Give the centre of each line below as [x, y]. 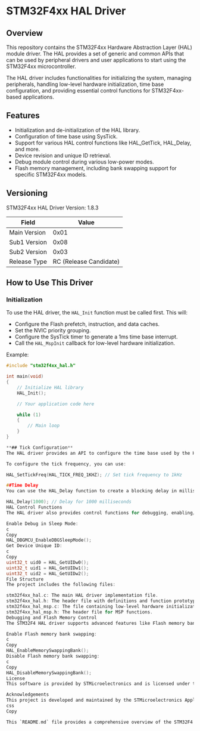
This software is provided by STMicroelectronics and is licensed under [98, 684]
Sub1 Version [28, 242]
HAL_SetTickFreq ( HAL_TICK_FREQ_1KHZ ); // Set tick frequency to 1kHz [94, 475]
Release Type [28, 261]
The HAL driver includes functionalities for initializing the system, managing [99, 78]
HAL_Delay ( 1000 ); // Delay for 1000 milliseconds [69, 502]
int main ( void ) [25, 377]
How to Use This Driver [50, 283]
